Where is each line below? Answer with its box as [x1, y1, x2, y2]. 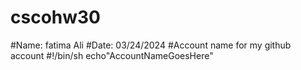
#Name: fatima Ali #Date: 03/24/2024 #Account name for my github [10, 39, 292, 51]
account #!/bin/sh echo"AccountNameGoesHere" [10, 49, 214, 61]
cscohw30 [10, 6, 101, 29]
